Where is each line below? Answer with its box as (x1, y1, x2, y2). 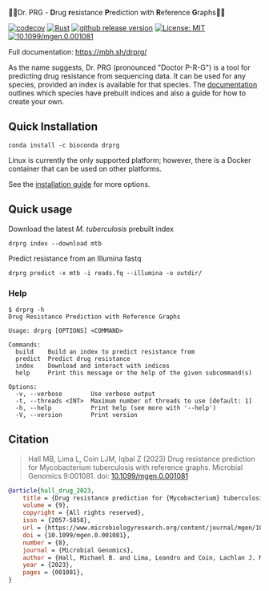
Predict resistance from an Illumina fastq (8, 253, 142, 263)
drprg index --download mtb (8, 239, 102, 248)
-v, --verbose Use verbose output (15, 390, 156, 398)
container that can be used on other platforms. (8, 164, 163, 173)
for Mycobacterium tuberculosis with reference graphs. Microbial (27, 462, 243, 472)
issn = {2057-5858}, (22, 516, 91, 524)
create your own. (8, 97, 65, 106)
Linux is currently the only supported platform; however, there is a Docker (8, 155, 251, 164)
